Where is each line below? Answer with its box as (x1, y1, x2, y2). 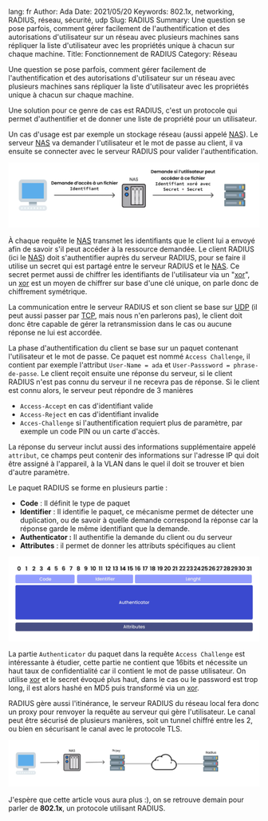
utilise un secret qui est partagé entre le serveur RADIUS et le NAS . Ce (8, 261, 240, 271)
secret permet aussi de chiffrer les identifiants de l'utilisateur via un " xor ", (8, 270, 250, 280)
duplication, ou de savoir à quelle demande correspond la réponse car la (19, 515, 258, 526)
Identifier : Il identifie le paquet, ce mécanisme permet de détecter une (19, 507, 254, 517)
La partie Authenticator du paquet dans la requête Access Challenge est (8, 649, 246, 659)
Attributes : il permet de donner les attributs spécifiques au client (19, 541, 236, 550)
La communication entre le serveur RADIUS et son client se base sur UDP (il (8, 303, 258, 312)
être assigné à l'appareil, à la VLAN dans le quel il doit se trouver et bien (8, 459, 245, 469)
